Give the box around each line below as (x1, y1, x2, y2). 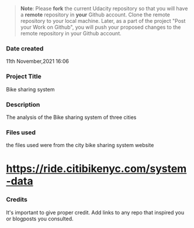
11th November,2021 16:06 (6, 58, 69, 65)
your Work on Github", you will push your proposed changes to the (20, 23, 181, 30)
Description (6, 100, 40, 108)
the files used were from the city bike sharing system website (6, 142, 154, 149)
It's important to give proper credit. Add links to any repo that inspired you (6, 209, 185, 216)
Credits (6, 196, 27, 204)
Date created (6, 44, 44, 52)
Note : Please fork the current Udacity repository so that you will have (20, 5, 188, 12)
